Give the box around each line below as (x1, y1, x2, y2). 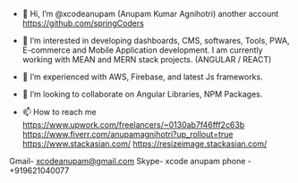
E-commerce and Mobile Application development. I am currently (21, 45, 263, 55)
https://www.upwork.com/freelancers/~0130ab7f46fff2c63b (21, 120, 245, 129)
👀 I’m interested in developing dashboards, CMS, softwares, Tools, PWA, (21, 36, 290, 46)
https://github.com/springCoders (21, 18, 145, 29)
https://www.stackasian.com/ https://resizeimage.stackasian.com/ (21, 138, 268, 149)
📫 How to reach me (21, 107, 97, 117)
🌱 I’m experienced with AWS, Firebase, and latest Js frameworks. (21, 71, 263, 82)
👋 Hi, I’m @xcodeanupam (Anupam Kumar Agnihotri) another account (21, 9, 279, 19)
